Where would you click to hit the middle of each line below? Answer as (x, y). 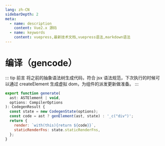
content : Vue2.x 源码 (35, 28)
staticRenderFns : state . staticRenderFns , (57, 130)
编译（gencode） (41, 63)
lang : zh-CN (17, 10)
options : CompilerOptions (36, 102)
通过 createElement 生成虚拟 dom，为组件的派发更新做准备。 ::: (74, 84)
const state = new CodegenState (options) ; (54, 111)
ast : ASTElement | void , (35, 98)
